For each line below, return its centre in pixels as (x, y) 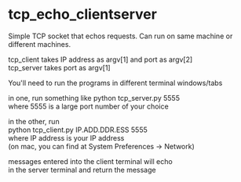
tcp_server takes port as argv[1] (60, 67)
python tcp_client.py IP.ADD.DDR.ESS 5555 (78, 130)
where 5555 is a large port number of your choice (88, 106)
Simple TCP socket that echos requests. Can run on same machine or (120, 36)
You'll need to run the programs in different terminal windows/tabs (115, 83)
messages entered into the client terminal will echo (90, 161)
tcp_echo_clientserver (82, 14)
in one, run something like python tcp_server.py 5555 (94, 98)
